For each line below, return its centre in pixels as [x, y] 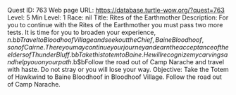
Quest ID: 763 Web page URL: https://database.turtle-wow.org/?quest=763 [116, 10]
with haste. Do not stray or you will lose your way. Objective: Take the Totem [118, 70]
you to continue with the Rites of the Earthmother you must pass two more [115, 25]
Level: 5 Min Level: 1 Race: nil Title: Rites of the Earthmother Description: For [118, 17]
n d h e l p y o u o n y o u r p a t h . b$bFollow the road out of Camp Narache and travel [116, 62]
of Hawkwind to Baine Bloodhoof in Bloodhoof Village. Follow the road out [114, 77]
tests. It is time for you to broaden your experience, [82, 32]
